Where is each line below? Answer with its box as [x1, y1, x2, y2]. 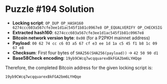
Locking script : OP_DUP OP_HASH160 [12, 20, 84, 26]
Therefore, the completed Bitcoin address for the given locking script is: [5, 65, 153, 71]
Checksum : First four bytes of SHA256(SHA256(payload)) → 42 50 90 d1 [12, 50, 159, 56]
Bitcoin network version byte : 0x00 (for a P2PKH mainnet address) [12, 35, 151, 41]
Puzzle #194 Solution [5, 3, 95, 15]
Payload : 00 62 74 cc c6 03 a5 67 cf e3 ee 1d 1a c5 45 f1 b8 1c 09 [12, 40, 158, 46]
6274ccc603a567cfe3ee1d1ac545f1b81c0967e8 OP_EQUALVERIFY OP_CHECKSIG [12, 25, 163, 30]
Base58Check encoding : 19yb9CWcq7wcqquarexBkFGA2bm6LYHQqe [12, 55, 142, 61]
